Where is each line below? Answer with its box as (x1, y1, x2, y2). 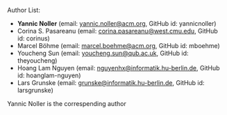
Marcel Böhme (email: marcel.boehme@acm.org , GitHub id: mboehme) (17, 42, 220, 49)
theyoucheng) (17, 56, 58, 65)
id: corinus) (17, 34, 50, 43)
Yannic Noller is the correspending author (7, 100, 126, 107)
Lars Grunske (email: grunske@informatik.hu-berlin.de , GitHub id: (17, 79, 205, 86)
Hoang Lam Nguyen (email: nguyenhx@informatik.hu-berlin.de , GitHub (17, 64, 220, 72)
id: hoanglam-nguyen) (17, 71, 81, 79)
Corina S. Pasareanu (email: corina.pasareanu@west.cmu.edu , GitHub (17, 27, 219, 35)
